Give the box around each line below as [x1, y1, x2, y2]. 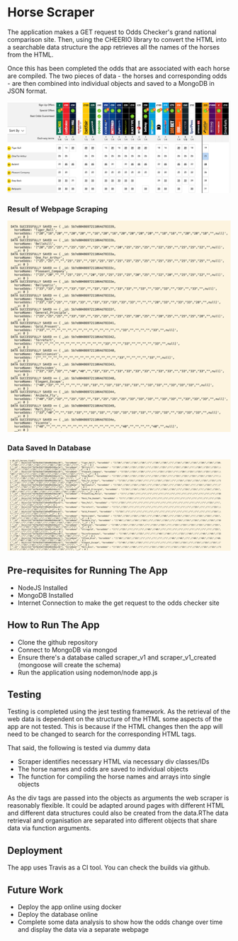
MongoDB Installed [17, 591, 74, 599]
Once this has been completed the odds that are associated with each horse [7, 64, 230, 72]
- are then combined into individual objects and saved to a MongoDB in [7, 79, 215, 87]
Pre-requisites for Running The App [7, 564, 168, 577]
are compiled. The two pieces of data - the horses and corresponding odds [7, 72, 227, 80]
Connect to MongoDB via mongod [17, 645, 118, 654]
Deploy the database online [17, 910, 98, 918]
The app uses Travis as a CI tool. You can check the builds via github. [7, 863, 210, 872]
